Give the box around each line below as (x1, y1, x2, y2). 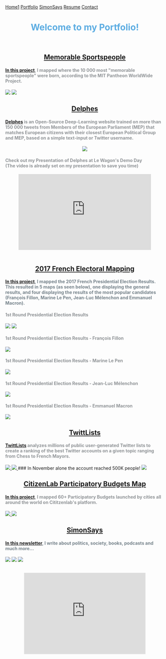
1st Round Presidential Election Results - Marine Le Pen (5, 358, 124, 364)
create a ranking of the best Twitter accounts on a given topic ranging (5, 448, 154, 454)
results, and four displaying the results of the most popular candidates (5, 290, 156, 296)
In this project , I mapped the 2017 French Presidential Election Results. (5, 278, 156, 284)
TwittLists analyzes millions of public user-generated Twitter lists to (5, 442, 151, 448)
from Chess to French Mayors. (5, 453, 71, 459)
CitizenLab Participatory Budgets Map (23, 480, 146, 488)
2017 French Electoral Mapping (35, 264, 135, 273)
